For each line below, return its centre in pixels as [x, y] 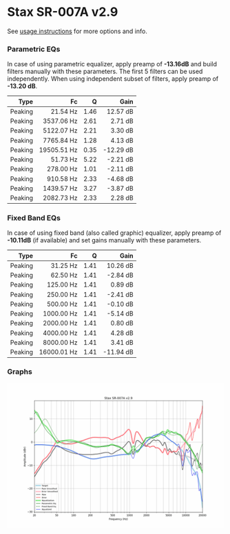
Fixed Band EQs [34, 218]
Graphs [20, 372]
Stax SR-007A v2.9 [63, 12]
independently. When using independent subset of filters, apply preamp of [113, 79]
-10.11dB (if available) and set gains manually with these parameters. [104, 240]
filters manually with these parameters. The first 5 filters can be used [105, 71]
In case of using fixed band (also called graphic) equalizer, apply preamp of [114, 233]
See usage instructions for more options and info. [77, 31]
